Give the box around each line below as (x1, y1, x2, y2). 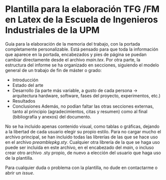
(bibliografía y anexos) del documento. (12, 114, 92, 120)
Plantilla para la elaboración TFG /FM (5, 3, 160, 15)
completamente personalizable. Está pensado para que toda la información (5, 46, 159, 52)
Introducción (12, 77, 39, 83)
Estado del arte (12, 82, 44, 88)
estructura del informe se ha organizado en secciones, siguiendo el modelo (5, 62, 160, 68)
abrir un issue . (5, 170, 35, 176)
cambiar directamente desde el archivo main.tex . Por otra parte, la (5, 57, 140, 62)
